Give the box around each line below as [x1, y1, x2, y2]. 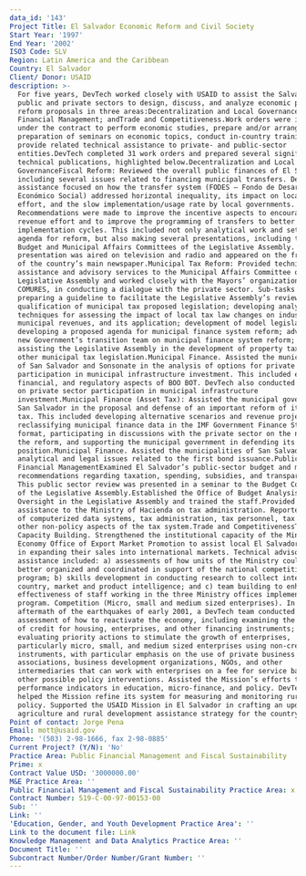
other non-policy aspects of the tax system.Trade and [17, 522, 230, 532]
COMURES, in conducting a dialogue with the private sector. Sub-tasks [17, 285, 296, 294]
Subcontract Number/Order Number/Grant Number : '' [9, 853, 206, 862]
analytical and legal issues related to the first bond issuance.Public [17, 454, 300, 464]
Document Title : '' [9, 845, 84, 854]
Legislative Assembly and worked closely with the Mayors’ [17, 276, 247, 286]
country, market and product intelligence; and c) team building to [17, 581, 283, 591]
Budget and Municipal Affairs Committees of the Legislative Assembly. [17, 243, 296, 252]
